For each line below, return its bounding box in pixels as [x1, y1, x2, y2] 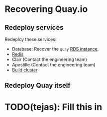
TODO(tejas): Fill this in [4, 101, 103, 113]
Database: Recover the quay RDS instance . [11, 46, 99, 52]
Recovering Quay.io [4, 3, 88, 15]
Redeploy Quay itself [4, 81, 71, 90]
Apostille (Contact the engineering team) [11, 62, 96, 67]
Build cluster [11, 67, 38, 73]
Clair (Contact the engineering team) [11, 57, 88, 62]
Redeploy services [4, 23, 64, 32]
